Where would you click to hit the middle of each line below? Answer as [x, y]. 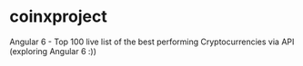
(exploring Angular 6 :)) [53, 51]
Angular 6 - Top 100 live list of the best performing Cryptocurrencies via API [152, 42]
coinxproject [58, 17]
